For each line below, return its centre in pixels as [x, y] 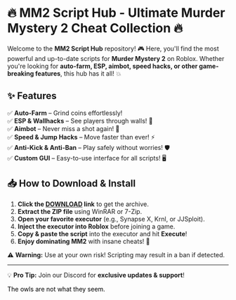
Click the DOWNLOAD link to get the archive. [83, 204]
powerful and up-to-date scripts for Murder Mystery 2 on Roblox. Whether [116, 58]
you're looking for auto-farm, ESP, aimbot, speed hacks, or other [103, 66]
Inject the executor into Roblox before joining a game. [96, 226]
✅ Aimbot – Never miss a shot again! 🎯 [64, 128]
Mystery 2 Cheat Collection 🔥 [95, 28]
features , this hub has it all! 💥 [78, 73]
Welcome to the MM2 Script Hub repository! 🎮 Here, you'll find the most [113, 48]
